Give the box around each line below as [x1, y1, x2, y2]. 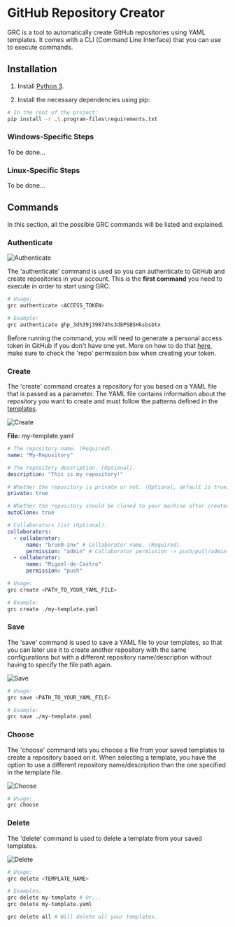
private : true [7, 490, 49, 497]
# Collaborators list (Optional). [7, 522, 108, 529]
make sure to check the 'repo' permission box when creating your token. [7, 349, 217, 357]
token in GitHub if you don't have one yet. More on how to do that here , [7, 341, 213, 349]
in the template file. [7, 768, 63, 776]
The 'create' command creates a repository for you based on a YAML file [7, 382, 218, 390]
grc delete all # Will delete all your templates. [7, 914, 158, 921]
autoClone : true [7, 509, 55, 516]
